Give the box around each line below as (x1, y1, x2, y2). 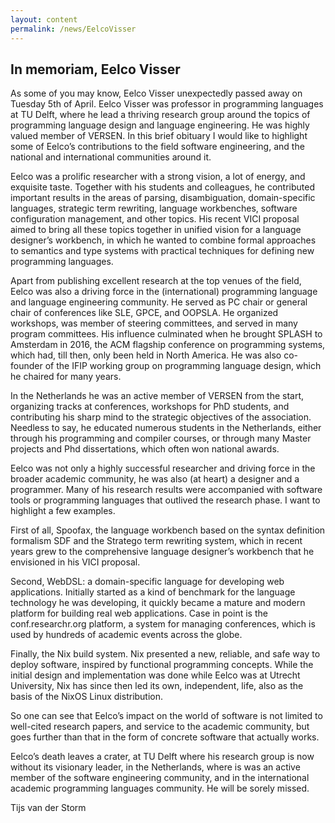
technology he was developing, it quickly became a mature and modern (10, 597, 306, 609)
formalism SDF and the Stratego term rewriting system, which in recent (10, 535, 303, 547)
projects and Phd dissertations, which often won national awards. (10, 443, 280, 455)
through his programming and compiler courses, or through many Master (10, 432, 312, 445)
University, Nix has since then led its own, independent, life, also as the (10, 680, 304, 692)
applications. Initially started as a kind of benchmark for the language (10, 586, 296, 598)
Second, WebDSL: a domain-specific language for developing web (10, 576, 285, 588)
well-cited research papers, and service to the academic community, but (10, 721, 310, 733)
